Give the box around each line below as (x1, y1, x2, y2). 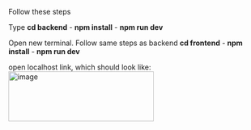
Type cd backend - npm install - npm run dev (8, 23, 164, 31)
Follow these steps (8, 7, 71, 16)
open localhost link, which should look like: (8, 62, 151, 72)
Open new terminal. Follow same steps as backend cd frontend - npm (8, 38, 243, 48)
